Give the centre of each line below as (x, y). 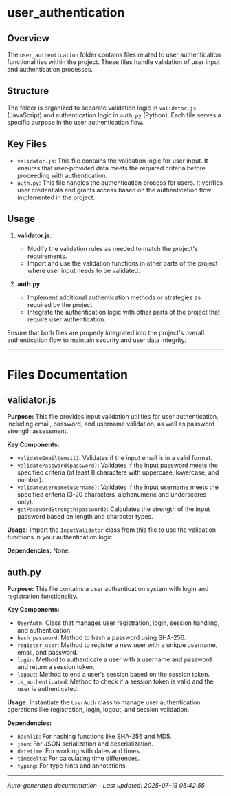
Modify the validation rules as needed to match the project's (112, 249)
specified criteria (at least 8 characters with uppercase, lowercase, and (118, 472)
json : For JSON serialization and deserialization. (85, 744)
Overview (29, 38)
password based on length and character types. (85, 517)
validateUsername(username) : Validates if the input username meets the (118, 487)
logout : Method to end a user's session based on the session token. (113, 675)
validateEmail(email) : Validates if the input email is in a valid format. (114, 458)
